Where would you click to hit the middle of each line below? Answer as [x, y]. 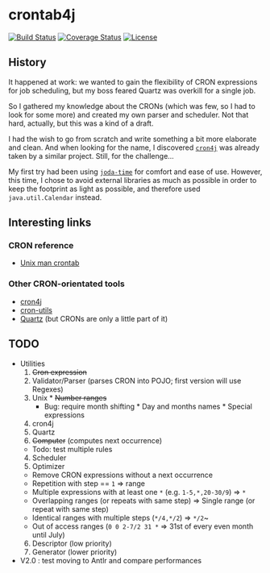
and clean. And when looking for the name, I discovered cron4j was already [134, 147]
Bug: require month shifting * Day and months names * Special [148, 406]
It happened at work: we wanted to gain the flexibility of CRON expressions [133, 81]
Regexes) [48, 389]
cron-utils [36, 310]
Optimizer [48, 466]
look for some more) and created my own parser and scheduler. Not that [129, 114]
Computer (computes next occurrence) [97, 440]
